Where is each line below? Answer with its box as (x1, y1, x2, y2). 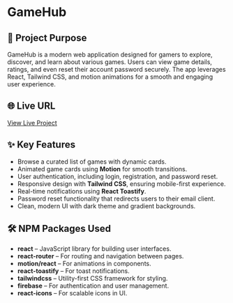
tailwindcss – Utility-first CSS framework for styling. (17, 274, 168, 283)
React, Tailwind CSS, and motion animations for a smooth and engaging (7, 72, 213, 81)
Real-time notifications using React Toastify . (17, 187, 146, 195)
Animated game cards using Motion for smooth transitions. (17, 164, 188, 173)
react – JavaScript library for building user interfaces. (17, 244, 172, 253)
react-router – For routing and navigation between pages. (17, 252, 184, 261)
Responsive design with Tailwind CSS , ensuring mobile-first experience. (17, 179, 226, 188)
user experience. (7, 80, 56, 88)
